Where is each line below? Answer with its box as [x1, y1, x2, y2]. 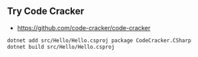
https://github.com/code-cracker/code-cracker [16, 23, 151, 32]
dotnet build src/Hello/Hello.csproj [7, 43, 115, 50]
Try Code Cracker [7, 5, 84, 17]
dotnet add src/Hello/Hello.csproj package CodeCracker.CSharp [7, 37, 192, 44]
